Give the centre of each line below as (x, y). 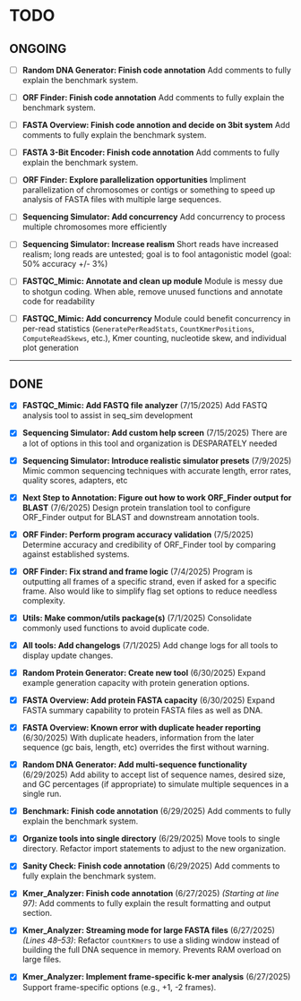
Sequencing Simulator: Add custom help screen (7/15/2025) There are (155, 433)
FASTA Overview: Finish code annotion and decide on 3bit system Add (156, 125)
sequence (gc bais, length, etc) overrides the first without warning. (146, 748)
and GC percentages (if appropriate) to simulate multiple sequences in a (155, 784)
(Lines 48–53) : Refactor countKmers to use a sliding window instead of (151, 940)
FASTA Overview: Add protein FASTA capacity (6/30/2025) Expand (148, 700)
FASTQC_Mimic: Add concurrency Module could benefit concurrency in (156, 318)
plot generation (50, 347)
